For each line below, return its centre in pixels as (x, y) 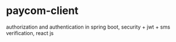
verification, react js (30, 33)
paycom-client (42, 11)
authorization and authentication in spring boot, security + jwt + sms (88, 27)
